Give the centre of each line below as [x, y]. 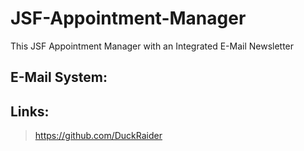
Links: [30, 111]
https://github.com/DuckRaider [98, 136]
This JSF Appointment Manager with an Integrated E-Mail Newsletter [152, 46]
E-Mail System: [59, 77]
